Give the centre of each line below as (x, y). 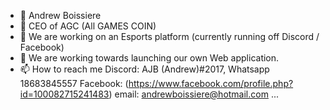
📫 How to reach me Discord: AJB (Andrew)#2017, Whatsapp (144, 69)
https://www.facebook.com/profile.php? (211, 83)
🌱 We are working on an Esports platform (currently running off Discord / (169, 36)
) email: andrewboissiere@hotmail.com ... (193, 94)
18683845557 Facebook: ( (74, 83)
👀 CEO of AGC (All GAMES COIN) (88, 26)
